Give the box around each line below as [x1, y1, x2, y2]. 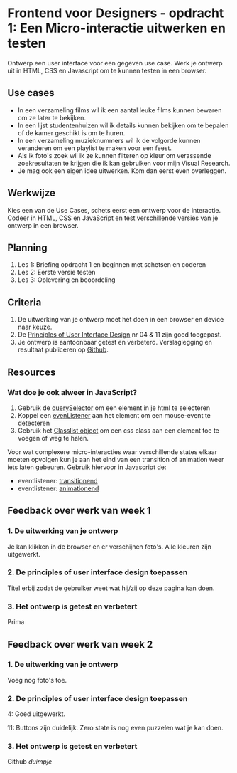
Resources [7, 366, 56, 378]
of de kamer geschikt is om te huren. [17, 128, 126, 137]
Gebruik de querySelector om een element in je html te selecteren [17, 404, 211, 412]
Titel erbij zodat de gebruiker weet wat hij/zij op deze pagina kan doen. [7, 584, 215, 592]
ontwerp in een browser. [7, 221, 79, 229]
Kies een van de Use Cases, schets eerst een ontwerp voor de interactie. [7, 206, 221, 214]
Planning [7, 241, 48, 253]
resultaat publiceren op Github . [17, 345, 109, 354]
